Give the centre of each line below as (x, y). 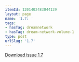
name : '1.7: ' (19, 18)
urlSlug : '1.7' (20, 41)
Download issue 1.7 (24, 55)
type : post (16, 37)
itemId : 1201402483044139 (31, 9)
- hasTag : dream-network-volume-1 (40, 32)
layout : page (18, 14)
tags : (10, 23)
